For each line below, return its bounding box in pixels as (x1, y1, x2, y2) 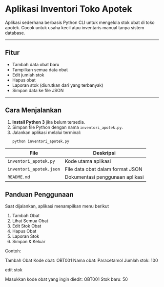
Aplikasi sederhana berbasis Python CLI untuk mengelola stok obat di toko (5, 19, 155, 25)
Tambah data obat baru (12, 61, 60, 67)
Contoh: (5, 248, 21, 254)
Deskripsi (93, 150, 116, 156)
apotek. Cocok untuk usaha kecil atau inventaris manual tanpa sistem (5, 24, 144, 30)
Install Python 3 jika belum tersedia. (12, 119, 85, 125)
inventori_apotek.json (7, 167, 60, 172)
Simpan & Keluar (12, 239, 45, 245)
